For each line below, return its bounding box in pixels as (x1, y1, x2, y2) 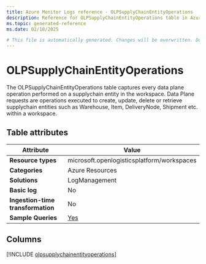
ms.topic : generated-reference (6, 20, 86, 26)
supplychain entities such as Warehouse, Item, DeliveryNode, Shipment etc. (6, 104, 198, 111)
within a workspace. (6, 110, 58, 117)
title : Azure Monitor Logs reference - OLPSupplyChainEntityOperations (6, 9, 193, 15)
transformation (9, 203, 55, 212)
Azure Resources (67, 166, 118, 175)
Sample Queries (9, 213, 57, 222)
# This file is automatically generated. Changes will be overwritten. (6, 37, 193, 43)
